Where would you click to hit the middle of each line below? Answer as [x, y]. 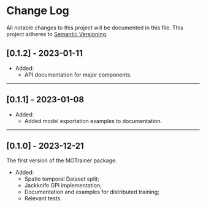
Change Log [38, 11]
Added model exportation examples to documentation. [93, 121]
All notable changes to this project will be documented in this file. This [95, 28]
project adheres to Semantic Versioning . [57, 34]
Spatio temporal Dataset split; [62, 179]
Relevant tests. [43, 198]
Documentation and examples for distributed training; [92, 192]
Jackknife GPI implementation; [63, 186]
